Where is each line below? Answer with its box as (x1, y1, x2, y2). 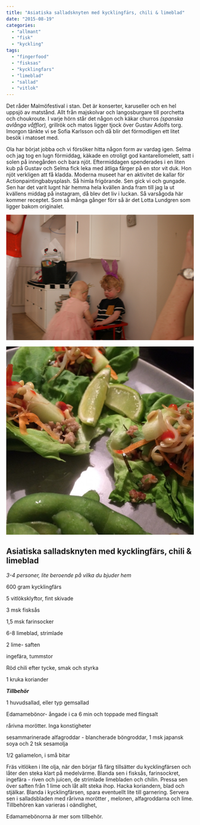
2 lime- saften (6, 641, 40, 648)
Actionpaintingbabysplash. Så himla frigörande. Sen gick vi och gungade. (6, 177, 186, 185)
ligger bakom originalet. (6, 203, 64, 210)
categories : (6, 22, 36, 28)
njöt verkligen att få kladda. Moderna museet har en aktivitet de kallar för (6, 171, 185, 179)
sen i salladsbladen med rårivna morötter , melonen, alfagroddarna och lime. (6, 795, 193, 802)
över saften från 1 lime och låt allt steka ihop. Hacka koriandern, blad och (6, 782, 185, 789)
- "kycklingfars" (11, 66, 55, 72)
